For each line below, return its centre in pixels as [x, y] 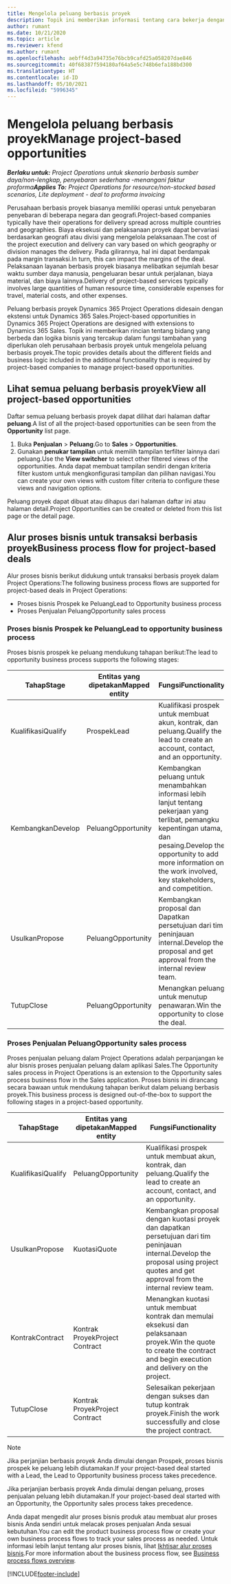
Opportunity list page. [39, 431]
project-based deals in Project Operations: [67, 590]
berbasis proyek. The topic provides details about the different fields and [109, 353]
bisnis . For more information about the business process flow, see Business [113, 1553]
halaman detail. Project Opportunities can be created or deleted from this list [114, 508]
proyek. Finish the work [183, 1413]
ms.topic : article [33, 39]
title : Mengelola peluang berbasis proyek [69, 13]
